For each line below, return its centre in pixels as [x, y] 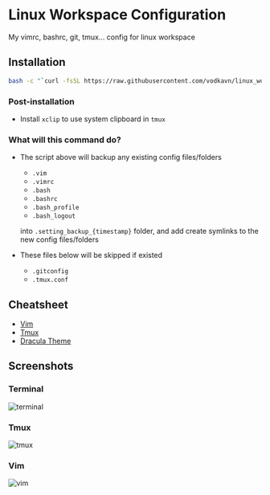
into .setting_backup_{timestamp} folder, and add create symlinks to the [139, 231]
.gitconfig [50, 272]
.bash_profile [55, 208]
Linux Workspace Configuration [117, 15]
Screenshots [41, 366]
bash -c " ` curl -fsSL [45, 81]
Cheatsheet [38, 304]
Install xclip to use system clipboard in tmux [93, 119]
